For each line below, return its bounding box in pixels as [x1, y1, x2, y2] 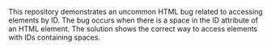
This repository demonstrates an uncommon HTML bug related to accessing [8, 7, 263, 16]
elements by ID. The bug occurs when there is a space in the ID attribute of [8, 15, 259, 25]
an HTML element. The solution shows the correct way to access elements [8, 24, 258, 33]
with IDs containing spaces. [8, 32, 101, 42]
